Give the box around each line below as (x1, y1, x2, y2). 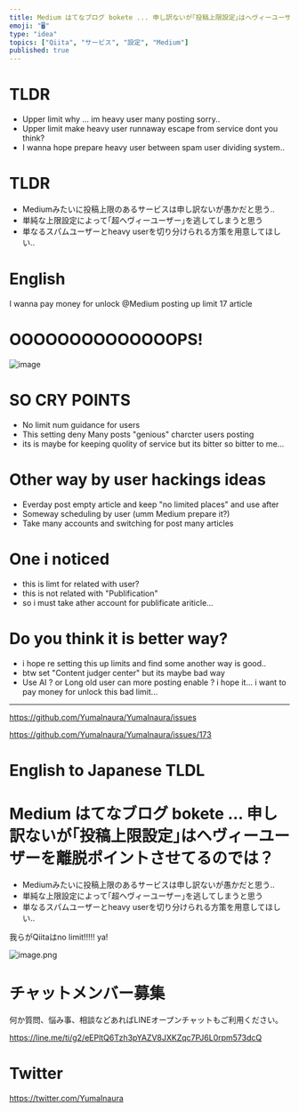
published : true (9, 46, 69, 55)
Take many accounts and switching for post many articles (21, 518, 234, 528)
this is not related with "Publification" (21, 588, 158, 599)
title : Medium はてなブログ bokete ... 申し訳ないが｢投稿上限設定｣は (9, 12, 246, 22)
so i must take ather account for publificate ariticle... (21, 597, 214, 608)
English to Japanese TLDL (9, 760, 206, 780)
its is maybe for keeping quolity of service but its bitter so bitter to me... (21, 438, 285, 449)
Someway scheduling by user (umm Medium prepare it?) (21, 508, 230, 519)
